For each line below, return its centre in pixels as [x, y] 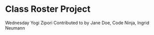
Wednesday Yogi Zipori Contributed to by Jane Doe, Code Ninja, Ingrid [77, 23]
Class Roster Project [48, 9]
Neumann [15, 28]
